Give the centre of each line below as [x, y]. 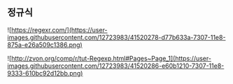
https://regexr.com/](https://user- [59, 29]
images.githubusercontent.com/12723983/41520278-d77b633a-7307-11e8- [116, 37]
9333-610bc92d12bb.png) [45, 73]
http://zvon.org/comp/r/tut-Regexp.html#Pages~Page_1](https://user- [112, 58]
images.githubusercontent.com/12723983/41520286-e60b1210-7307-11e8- [116, 66]
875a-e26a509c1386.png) [45, 45]
